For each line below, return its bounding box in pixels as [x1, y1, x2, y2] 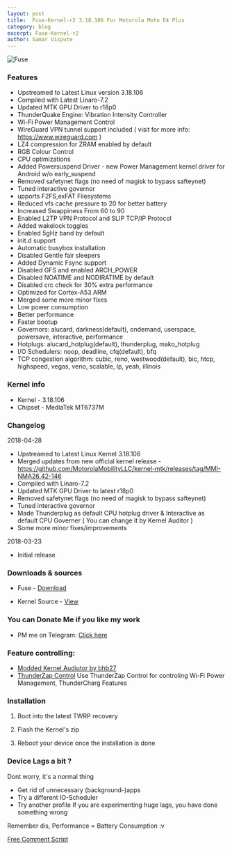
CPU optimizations [17, 155, 71, 164]
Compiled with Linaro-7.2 [17, 479, 90, 488]
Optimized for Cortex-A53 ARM [17, 288, 107, 297]
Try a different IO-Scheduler [17, 793, 99, 801]
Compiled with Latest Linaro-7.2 [17, 95, 109, 105]
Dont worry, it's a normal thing [7, 772, 94, 780]
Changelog [7, 420, 45, 430]
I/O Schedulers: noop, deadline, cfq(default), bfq [17, 348, 157, 356]
